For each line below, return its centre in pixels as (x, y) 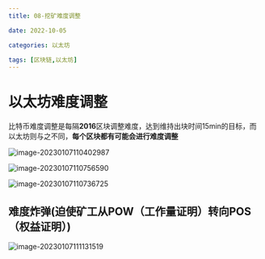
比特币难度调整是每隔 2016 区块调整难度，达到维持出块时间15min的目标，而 (132, 126)
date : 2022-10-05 (38, 30)
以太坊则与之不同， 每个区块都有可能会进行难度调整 (93, 136)
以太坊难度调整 (58, 102)
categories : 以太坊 (39, 45)
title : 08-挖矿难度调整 (44, 16)
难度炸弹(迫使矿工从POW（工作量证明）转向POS (130, 211)
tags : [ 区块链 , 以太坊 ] (43, 60)
